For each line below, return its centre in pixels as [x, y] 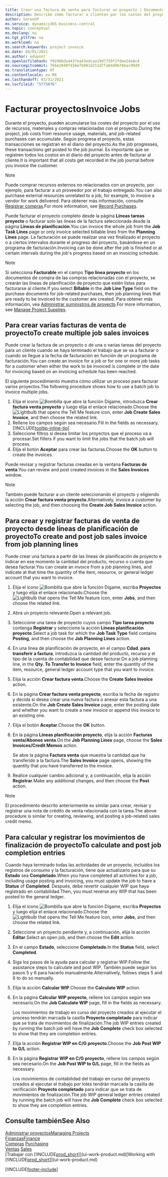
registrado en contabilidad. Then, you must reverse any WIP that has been [81, 891]
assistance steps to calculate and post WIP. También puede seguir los [84, 967]
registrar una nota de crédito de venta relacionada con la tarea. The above [81, 811]
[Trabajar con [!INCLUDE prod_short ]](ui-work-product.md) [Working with [80, 1154]
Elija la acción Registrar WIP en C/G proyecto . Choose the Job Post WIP [86, 1043]
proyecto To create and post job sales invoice [76, 536]
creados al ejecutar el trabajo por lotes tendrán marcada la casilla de [83, 1084]
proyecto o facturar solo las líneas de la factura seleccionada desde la [78, 221]
